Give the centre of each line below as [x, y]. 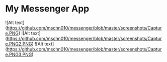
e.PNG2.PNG [19, 43]
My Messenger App [47, 9]
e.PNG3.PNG [19, 54]
